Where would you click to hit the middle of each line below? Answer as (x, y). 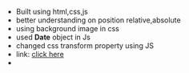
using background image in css (68, 28)
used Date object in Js (53, 37)
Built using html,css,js (52, 12)
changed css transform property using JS (85, 46)
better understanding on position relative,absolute (99, 20)
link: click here (40, 54)
